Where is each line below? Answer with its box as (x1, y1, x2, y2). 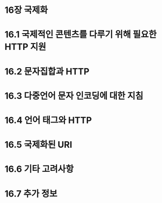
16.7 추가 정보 (4, 188, 58, 199)
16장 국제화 (4, 4, 48, 16)
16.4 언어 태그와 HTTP (4, 115, 92, 126)
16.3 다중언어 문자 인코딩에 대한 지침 (4, 90, 144, 101)
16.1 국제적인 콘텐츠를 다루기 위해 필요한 (4, 29, 157, 40)
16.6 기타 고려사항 (4, 163, 74, 175)
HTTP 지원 (4, 41, 46, 52)
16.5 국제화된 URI (4, 139, 72, 151)
